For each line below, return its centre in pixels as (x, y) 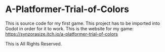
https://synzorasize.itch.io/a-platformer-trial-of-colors (61, 34)
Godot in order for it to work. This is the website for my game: (70, 28)
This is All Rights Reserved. (34, 43)
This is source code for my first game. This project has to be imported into (83, 23)
